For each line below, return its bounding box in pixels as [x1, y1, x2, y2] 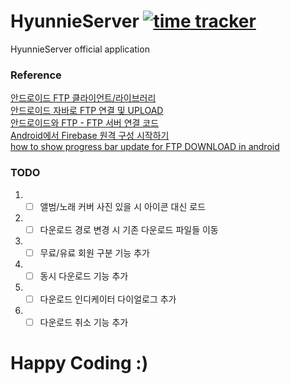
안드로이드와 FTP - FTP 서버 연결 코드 [10, 117, 160, 129]
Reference [10, 68, 62, 82]
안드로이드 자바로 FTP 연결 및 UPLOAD [10, 105, 164, 117]
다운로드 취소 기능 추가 [39, 316, 129, 328]
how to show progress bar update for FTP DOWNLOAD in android [10, 141, 280, 153]
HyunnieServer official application [10, 43, 150, 55]
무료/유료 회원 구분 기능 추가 [39, 246, 150, 259]
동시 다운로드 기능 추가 [39, 270, 129, 282]
